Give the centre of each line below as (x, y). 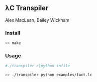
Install (13, 33)
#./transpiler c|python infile (38, 66)
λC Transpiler (27, 8)
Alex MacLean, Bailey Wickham (37, 20)
